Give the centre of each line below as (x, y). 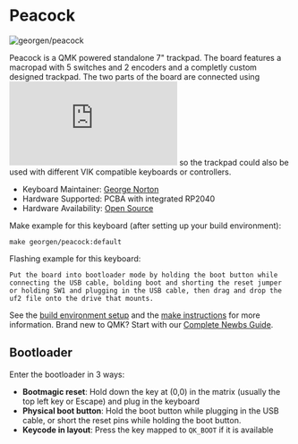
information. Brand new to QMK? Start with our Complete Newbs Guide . (141, 324)
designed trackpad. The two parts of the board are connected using (135, 76)
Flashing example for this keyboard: (75, 258)
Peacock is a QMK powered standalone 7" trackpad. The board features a (145, 57)
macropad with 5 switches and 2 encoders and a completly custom (133, 67)
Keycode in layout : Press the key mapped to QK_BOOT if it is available (148, 430)
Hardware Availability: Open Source (88, 208)
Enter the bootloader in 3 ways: (67, 374)
